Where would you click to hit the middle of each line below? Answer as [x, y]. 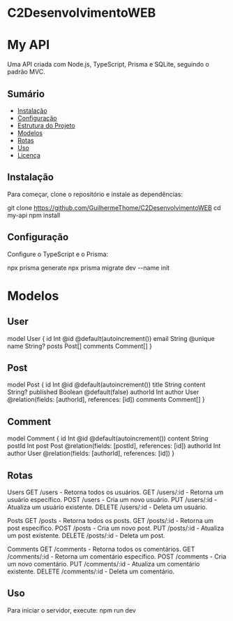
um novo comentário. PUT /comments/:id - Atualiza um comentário [104, 564]
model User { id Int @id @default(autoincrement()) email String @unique [111, 338]
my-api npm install [34, 215]
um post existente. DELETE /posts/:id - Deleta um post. [86, 536]
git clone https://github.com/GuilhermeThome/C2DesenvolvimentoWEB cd [114, 207]
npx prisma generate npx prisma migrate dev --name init [88, 267]
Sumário [26, 93]
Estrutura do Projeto [46, 125]
